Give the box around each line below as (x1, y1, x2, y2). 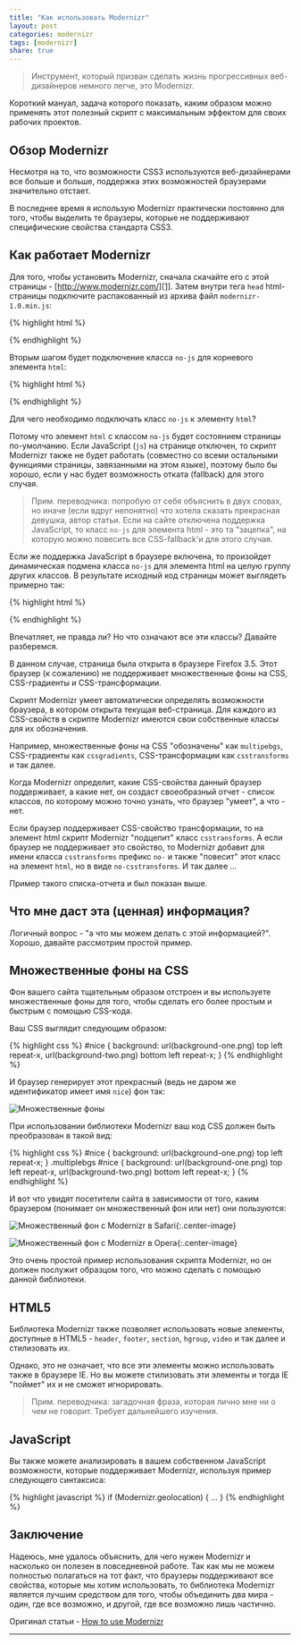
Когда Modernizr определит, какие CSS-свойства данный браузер (9, 776, 262, 787)
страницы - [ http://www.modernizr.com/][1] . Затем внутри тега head (9, 281, 264, 292)
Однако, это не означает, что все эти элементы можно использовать (9, 1360, 275, 1371)
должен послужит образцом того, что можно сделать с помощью (9, 1265, 262, 1275)
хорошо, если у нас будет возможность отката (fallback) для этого (9, 469, 265, 479)
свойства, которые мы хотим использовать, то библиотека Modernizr (9, 1580, 275, 1590)
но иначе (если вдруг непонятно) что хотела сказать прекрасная (30, 504, 280, 515)
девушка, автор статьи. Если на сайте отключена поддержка (30, 514, 266, 525)
